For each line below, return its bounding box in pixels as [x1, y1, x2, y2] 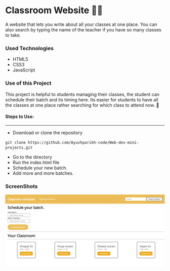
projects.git [5, 145, 33, 150]
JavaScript [12, 67, 35, 73]
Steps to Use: [5, 113, 34, 120]
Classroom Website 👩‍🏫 [5, 5, 103, 16]
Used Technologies [5, 45, 54, 52]
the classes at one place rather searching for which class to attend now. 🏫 [5, 102, 159, 108]
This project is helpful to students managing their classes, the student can [5, 91, 160, 97]
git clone [5, 140, 26, 145]
